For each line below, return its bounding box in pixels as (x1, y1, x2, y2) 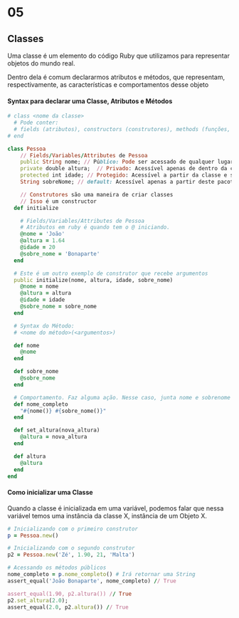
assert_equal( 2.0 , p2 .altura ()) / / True (7, 603, 129, 611)
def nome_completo (14, 400, 69, 408)
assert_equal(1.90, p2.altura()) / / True (7, 590, 132, 597)
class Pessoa (7, 145, 46, 152)
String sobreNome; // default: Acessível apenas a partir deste (20, 179, 215, 186)
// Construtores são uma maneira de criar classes (20, 191, 174, 198)
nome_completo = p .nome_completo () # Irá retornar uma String (7, 571, 196, 578)
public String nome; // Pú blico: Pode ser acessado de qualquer (20, 158, 215, 166)
